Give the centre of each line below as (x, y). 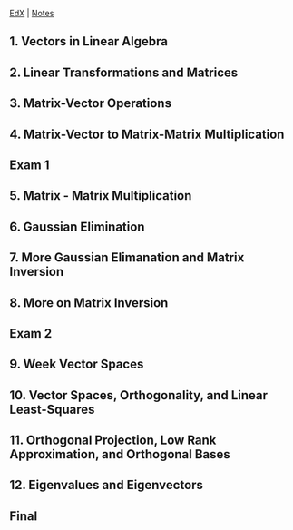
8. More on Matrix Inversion (89, 303)
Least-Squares (52, 409)
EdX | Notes (32, 13)
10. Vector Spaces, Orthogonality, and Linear (138, 395)
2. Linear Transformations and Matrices (124, 72)
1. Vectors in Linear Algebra (88, 41)
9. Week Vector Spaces (77, 364)
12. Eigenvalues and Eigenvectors (107, 485)
